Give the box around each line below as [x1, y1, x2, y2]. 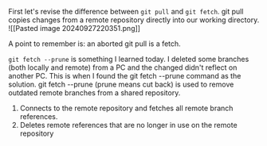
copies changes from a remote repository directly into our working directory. [8, 15, 260, 25]
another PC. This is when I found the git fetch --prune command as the [8, 71, 241, 80]
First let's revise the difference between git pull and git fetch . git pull [8, 7, 244, 16]
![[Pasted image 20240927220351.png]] [8, 24, 141, 33]
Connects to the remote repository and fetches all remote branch [19, 103, 234, 113]
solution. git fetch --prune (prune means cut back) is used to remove [8, 79, 234, 89]
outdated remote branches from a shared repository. [8, 88, 181, 98]
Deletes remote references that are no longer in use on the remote [19, 121, 238, 129]
